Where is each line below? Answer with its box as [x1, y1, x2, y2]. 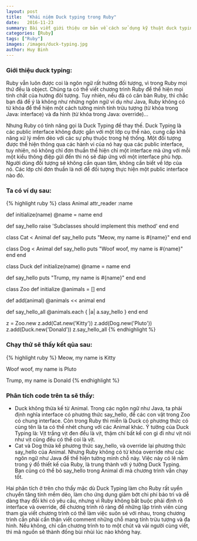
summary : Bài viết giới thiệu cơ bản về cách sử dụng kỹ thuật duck [6, 25, 177, 31]
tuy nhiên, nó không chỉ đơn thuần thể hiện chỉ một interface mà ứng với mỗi [6, 147, 191, 154]
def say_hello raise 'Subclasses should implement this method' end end [6, 222, 179, 229]
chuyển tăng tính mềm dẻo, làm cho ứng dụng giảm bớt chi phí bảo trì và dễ [6, 491, 189, 498]
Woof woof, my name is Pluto [6, 365, 77, 373]
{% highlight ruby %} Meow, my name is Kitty [6, 354, 116, 361]
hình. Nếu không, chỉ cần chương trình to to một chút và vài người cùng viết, [6, 522, 189, 529]
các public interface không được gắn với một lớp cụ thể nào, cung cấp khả [6, 129, 186, 136]
